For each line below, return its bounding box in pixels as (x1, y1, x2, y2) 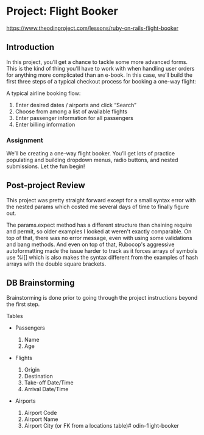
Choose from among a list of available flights (15, 108, 128, 115)
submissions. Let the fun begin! (6, 163, 85, 170)
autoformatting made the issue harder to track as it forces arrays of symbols (6, 247, 198, 254)
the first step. (6, 300, 40, 308)
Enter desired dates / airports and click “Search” (15, 101, 137, 108)
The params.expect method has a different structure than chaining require (6, 221, 192, 228)
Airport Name (24, 416, 59, 423)
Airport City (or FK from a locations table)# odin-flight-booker (24, 422, 180, 429)
